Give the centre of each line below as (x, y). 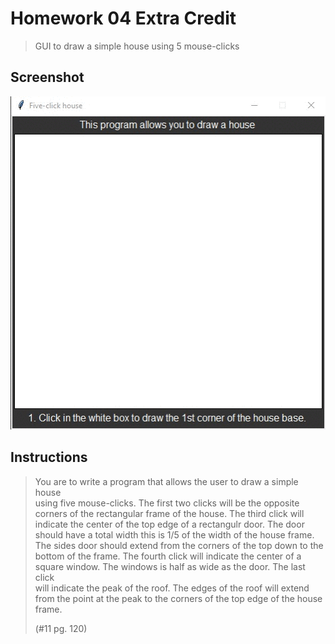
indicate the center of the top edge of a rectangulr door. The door (169, 524)
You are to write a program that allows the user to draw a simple (166, 481)
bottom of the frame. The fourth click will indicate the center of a (168, 556)
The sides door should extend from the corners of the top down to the (179, 545)
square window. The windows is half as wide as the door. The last (170, 566)
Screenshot (47, 77)
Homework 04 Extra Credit (123, 18)
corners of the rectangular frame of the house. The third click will (169, 513)
